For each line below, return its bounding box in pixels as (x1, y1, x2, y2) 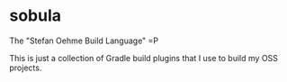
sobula (9, 5, 61, 26)
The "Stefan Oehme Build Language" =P (9, 35, 159, 46)
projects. (9, 62, 42, 73)
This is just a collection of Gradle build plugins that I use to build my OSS (9, 52, 279, 63)
